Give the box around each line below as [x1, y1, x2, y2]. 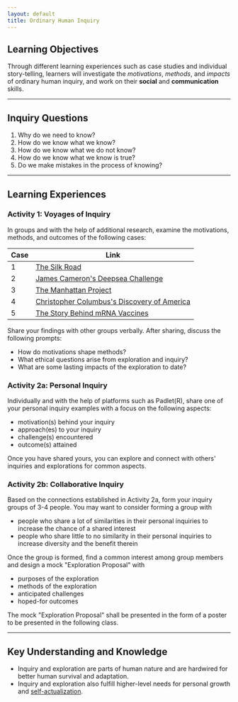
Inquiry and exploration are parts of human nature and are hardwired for [17, 664, 228, 673]
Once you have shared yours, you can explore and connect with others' [7, 454, 216, 463]
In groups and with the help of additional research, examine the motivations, [7, 225, 229, 234]
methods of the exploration [17, 582, 97, 591]
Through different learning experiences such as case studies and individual [7, 62, 227, 71]
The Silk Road [35, 262, 81, 272]
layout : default [7, 10, 55, 18]
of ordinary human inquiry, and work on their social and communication [7, 77, 219, 86]
